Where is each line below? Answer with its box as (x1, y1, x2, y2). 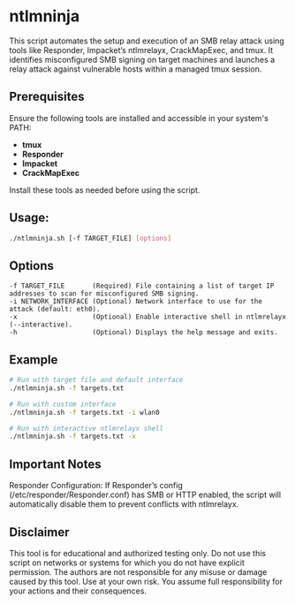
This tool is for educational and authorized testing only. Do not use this (9, 548, 267, 558)
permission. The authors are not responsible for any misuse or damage (9, 566, 268, 577)
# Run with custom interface (9, 400, 117, 409)
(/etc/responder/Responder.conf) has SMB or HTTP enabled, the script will (9, 489, 281, 501)
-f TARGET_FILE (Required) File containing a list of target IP (9, 281, 275, 291)
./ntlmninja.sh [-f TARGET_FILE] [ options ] (9, 234, 172, 242)
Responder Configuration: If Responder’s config (9, 480, 184, 491)
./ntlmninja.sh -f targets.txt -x (9, 432, 137, 441)
